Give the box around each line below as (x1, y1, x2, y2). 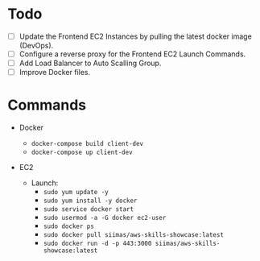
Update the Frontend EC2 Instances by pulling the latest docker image (19, 31, 253, 41)
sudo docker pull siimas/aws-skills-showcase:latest (43, 231, 225, 239)
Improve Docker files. (19, 68, 91, 77)
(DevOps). (19, 41, 54, 50)
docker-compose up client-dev (31, 148, 134, 157)
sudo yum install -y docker (43, 197, 138, 205)
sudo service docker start (43, 205, 134, 213)
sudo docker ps (43, 222, 94, 230)
